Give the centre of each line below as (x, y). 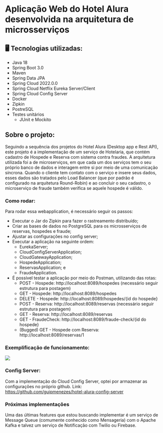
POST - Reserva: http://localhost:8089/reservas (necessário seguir (87, 304)
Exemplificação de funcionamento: (47, 348)
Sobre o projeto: (30, 135)
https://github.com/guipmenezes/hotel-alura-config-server (64, 392)
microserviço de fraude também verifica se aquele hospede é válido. (74, 188)
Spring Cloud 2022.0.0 (35, 83)
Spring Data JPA (28, 78)
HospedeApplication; (40, 263)
